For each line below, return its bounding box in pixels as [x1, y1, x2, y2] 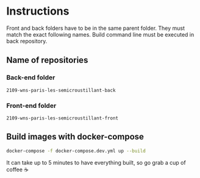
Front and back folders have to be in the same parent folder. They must [6, 24, 185, 32]
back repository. [6, 37, 48, 44]
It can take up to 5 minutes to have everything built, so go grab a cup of [6, 158, 186, 166]
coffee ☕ [6, 166, 29, 173]
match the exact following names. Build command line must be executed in [6, 30, 195, 38]
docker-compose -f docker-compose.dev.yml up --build [6, 148, 146, 154]
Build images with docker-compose [6, 132, 145, 142]
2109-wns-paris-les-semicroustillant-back [6, 87, 116, 93]
